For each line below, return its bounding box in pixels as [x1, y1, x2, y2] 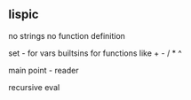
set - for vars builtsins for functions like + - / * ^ [8, 48, 183, 58]
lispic [8, 7, 39, 22]
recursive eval [8, 81, 60, 92]
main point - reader [8, 65, 79, 75]
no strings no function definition [8, 30, 126, 41]
